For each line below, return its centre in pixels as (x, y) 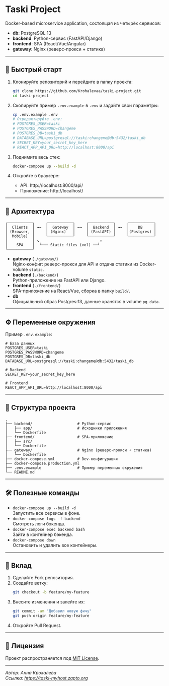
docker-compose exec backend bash (49, 529)
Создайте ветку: (30, 583)
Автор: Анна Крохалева (31, 672)
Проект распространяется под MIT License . (52, 658)
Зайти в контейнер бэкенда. (43, 534)
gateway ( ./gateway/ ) (35, 259)
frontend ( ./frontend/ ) (36, 286)
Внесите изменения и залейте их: (49, 602)
